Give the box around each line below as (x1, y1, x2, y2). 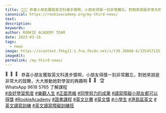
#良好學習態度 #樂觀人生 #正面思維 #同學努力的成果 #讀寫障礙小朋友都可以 (5, 90, 158, 96)
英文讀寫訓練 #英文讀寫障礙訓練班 (5, 103, 74, 109)
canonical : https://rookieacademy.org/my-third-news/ (5, 12, 119, 17)
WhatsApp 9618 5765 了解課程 (5, 84, 68, 90)
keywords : (5, 26, 26, 31)
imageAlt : (5, 53, 26, 58)
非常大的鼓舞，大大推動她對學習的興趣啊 (5, 78, 87, 84)
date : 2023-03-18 (5, 35, 41, 40)
